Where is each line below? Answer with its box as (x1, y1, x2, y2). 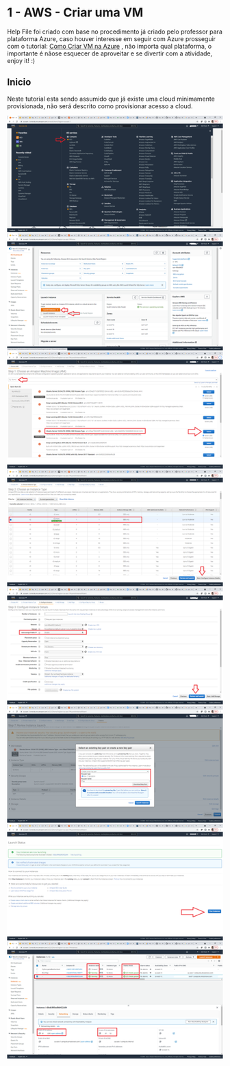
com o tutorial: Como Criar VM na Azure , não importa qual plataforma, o (7, 42, 212, 50)
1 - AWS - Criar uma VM (7, 5, 144, 21)
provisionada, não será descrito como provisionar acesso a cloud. (7, 101, 193, 110)
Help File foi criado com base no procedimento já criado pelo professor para (7, 27, 222, 36)
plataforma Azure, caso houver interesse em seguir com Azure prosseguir (7, 34, 216, 42)
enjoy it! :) (7, 56, 36, 64)
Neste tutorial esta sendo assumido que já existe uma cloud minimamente (7, 95, 216, 103)
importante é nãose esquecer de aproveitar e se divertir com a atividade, (7, 49, 213, 58)
